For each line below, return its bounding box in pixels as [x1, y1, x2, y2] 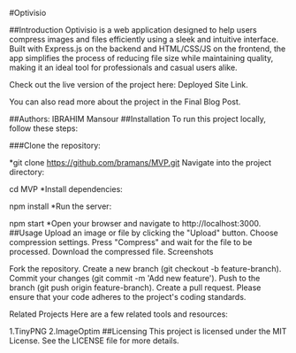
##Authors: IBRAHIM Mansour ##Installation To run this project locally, [9, 114, 267, 124]
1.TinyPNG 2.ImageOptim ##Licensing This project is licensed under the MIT [9, 326, 287, 336]
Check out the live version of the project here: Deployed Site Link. [9, 80, 249, 89]
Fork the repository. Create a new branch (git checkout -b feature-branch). [9, 264, 282, 273]
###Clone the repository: [9, 141, 102, 150]
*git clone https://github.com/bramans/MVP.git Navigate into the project [9, 157, 272, 167]
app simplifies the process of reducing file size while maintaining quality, [9, 53, 274, 63]
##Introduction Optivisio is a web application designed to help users [9, 25, 258, 35]
